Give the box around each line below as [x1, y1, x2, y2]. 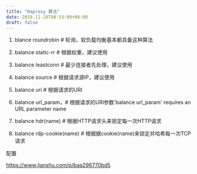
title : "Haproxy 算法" [6, 8, 60, 15]
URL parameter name [14, 105, 66, 112]
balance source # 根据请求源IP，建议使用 [14, 74, 115, 81]
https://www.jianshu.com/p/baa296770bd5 [6, 162, 111, 169]
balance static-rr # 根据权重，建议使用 [14, 49, 108, 56]
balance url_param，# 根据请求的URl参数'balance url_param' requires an [14, 99, 191, 106]
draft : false [6, 19, 38, 25]
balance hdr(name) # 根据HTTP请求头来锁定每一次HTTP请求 [14, 118, 162, 125]
